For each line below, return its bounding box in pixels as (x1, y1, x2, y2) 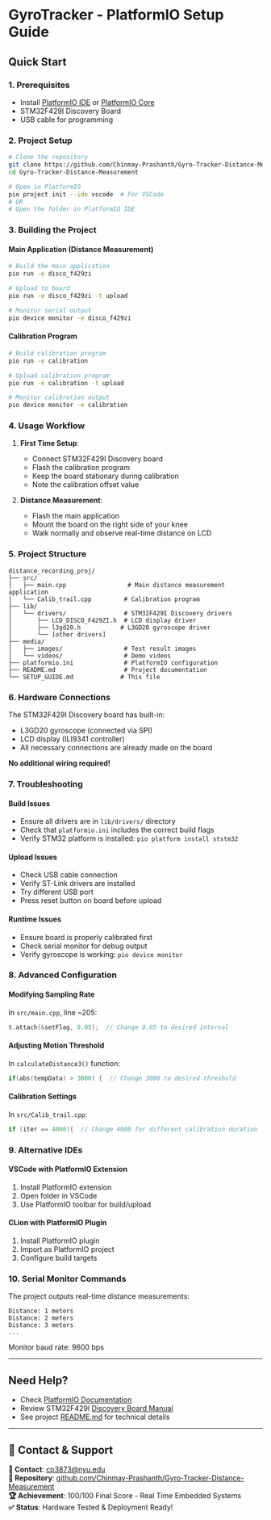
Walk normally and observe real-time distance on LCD (31, 528, 212, 538)
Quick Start (8, 55, 67, 69)
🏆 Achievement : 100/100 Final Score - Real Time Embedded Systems (8, 1490, 242, 1500)
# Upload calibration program (8, 372, 110, 380)
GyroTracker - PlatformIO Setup (8, 6, 224, 24)
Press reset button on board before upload (19, 896, 162, 905)
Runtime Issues (8, 914, 62, 924)
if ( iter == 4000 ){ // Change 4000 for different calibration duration (8, 1125, 258, 1133)
